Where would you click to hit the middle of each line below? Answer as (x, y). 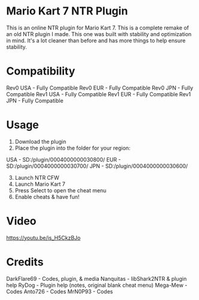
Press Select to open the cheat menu (61, 190)
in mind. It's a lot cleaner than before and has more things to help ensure (96, 40)
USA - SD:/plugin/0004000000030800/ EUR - (64, 159)
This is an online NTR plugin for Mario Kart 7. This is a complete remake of (98, 28)
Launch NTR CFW (37, 177)
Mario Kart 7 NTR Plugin (67, 11)
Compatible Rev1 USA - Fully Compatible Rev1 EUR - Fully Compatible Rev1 (99, 94)
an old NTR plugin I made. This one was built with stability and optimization (99, 34)
